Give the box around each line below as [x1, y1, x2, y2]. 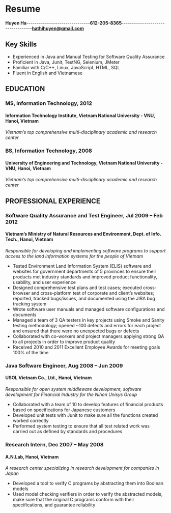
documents [12, 311, 37, 318]
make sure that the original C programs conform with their [12, 497, 135, 503]
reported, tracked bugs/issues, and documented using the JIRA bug [12, 295, 155, 301]
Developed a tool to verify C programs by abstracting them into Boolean [12, 480, 164, 487]
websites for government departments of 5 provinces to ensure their [12, 268, 157, 274]
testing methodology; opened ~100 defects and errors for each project [12, 322, 161, 328]
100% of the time [12, 349, 49, 355]
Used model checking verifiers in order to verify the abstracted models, [12, 491, 163, 497]
